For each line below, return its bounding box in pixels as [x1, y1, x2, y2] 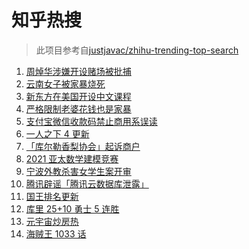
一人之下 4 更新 [25, 127, 90, 140]
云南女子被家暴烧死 [25, 77, 106, 90]
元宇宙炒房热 [25, 215, 79, 227]
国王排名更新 [25, 190, 79, 202]
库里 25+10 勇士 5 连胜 [25, 202, 120, 215]
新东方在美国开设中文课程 [25, 90, 132, 102]
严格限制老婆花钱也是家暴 [25, 102, 132, 115]
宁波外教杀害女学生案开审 [25, 165, 132, 177]
